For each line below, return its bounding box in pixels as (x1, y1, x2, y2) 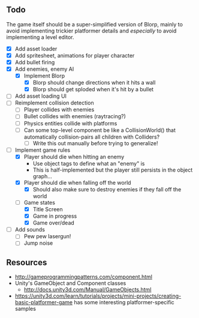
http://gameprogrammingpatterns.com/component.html (14, 273, 153, 281)
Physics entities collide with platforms (23, 119, 117, 127)
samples (14, 305, 36, 313)
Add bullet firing (14, 58, 55, 65)
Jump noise (23, 239, 53, 247)
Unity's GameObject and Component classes (14, 280, 126, 287)
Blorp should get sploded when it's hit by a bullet (32, 86, 154, 93)
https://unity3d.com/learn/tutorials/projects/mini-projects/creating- (14, 292, 182, 299)
